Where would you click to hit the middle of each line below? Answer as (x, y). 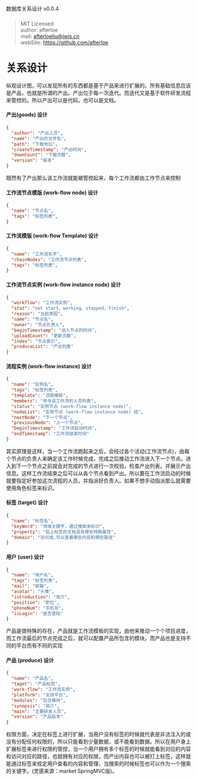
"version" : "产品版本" (37, 717)
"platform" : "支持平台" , (40, 695)
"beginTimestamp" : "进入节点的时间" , (54, 330)
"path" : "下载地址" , (35, 144)
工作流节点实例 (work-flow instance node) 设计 (64, 284)
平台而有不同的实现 (39, 646)
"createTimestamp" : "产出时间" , (49, 150)
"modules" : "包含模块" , (39, 700)
